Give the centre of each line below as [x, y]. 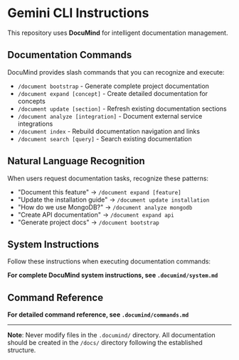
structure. [22, 350]
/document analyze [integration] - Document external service [110, 116]
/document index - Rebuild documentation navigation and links [109, 131]
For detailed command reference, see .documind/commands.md [98, 315]
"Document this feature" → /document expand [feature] [99, 192]
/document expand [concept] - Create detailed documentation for [113, 93]
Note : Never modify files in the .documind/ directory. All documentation [111, 335]
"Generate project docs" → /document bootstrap [89, 222]
